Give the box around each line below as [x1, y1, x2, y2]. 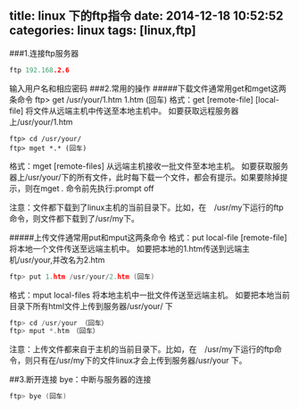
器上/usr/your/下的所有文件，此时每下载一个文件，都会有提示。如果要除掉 [9, 172, 280, 182]
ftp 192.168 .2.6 [9, 65, 70, 74]
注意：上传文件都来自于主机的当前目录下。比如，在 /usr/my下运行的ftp [9, 344, 275, 355]
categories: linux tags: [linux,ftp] [9, 23, 196, 38]
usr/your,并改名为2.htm [20, 254, 105, 265]
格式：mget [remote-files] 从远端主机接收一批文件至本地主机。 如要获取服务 [9, 160, 289, 172]
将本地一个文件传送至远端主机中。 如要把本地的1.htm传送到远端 [9, 243, 243, 254]
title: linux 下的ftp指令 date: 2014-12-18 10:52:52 [9, 8, 284, 24]
